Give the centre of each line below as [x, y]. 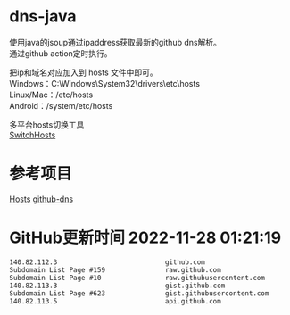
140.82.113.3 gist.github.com [117, 286]
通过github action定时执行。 [61, 53]
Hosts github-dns [41, 199]
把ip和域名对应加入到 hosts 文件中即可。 [83, 72]
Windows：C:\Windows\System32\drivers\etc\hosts [105, 83]
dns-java [43, 17]
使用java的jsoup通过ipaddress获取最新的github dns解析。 [115, 42]
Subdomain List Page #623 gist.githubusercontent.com [139, 293]
